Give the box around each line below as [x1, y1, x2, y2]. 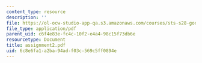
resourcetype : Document [6, 37, 66, 43]
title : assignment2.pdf [6, 43, 66, 49]
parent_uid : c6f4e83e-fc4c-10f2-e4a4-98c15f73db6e [6, 31, 136, 37]
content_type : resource [6, 8, 66, 15]
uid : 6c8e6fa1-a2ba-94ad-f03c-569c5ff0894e [6, 48, 117, 54]
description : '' [6, 14, 47, 20]
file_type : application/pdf [6, 25, 77, 32]
